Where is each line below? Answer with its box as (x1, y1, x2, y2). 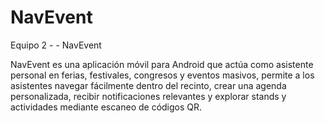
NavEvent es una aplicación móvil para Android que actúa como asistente (10, 58, 314, 70)
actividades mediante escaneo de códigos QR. (10, 101, 203, 113)
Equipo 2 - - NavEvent (10, 39, 102, 51)
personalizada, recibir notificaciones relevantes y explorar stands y (10, 90, 287, 102)
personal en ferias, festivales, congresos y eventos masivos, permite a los (10, 69, 315, 81)
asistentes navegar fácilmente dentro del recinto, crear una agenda (10, 79, 287, 91)
